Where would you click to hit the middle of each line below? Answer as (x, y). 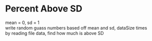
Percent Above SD (44, 9)
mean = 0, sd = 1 (22, 22)
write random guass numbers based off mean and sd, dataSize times (76, 27)
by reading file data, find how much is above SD (54, 33)
